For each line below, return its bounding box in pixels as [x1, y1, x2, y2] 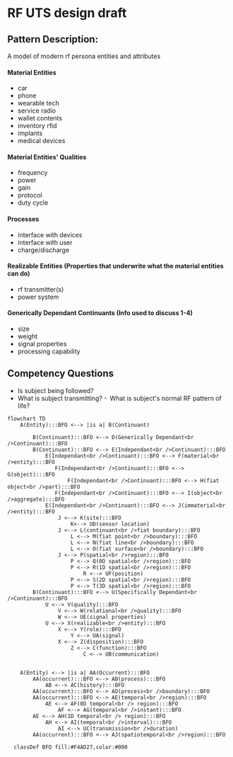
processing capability [17, 347, 80, 355]
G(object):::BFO [7, 471, 55, 478]
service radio [17, 106, 56, 115]
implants [17, 129, 43, 137]
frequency [17, 169, 48, 177]
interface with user [17, 238, 73, 246]
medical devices [17, 137, 66, 145]
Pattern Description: [7, 33, 99, 45]
